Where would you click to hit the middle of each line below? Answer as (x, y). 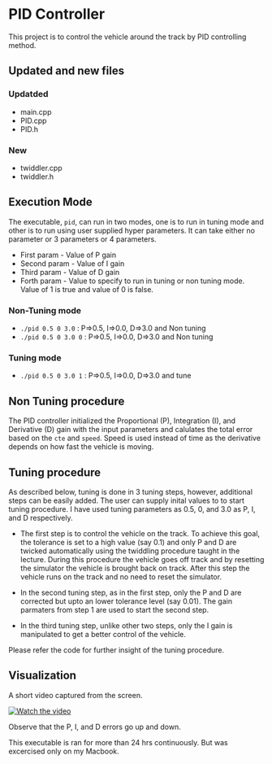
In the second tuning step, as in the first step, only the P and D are (131, 592)
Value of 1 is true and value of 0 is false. (87, 289)
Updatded (28, 94)
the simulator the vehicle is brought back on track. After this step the (135, 568)
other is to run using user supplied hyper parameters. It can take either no (132, 230)
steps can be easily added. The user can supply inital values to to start (127, 500)
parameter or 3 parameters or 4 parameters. (82, 239)
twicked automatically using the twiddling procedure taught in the (130, 551)
